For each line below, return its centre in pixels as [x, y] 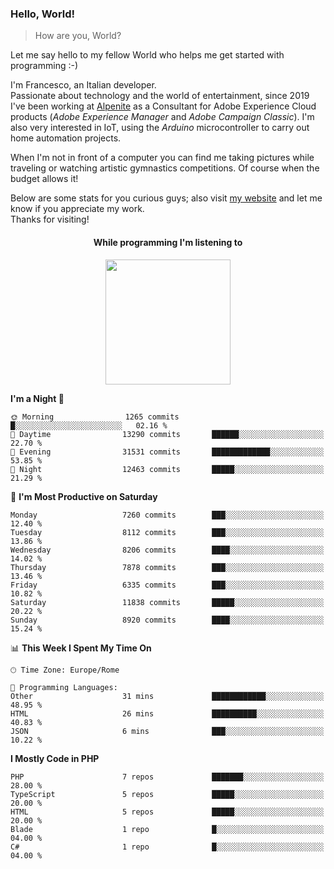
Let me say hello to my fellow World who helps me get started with [147, 55]
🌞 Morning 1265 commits [95, 417]
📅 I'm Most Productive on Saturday [84, 496]
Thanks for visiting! [50, 219]
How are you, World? [78, 36]
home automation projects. [66, 138]
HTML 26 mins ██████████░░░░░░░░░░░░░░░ [167, 713]
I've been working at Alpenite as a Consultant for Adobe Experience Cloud [163, 106]
